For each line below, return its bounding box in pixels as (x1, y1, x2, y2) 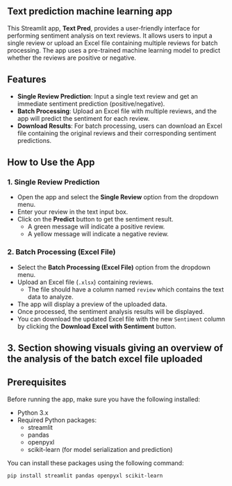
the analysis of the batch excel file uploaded (7, 353, 203, 364)
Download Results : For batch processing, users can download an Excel (17, 121, 222, 130)
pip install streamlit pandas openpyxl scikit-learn (7, 472, 163, 479)
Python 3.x (17, 408, 49, 417)
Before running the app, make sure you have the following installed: (7, 395, 200, 403)
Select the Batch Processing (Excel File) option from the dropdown (17, 263, 210, 271)
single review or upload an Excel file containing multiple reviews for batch (7, 38, 218, 47)
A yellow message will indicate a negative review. (27, 230, 169, 238)
